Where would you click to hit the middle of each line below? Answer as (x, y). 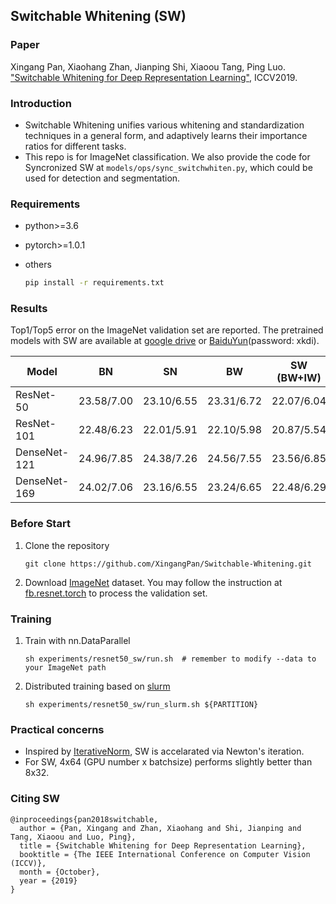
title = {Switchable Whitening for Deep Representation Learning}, (163, 845)
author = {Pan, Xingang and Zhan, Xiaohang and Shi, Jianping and (160, 828)
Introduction (41, 103)
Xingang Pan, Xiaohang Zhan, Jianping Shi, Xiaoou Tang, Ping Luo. (148, 66)
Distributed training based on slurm (97, 686)
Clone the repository (67, 545)
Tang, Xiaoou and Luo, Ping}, (73, 837)
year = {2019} (48, 880)
